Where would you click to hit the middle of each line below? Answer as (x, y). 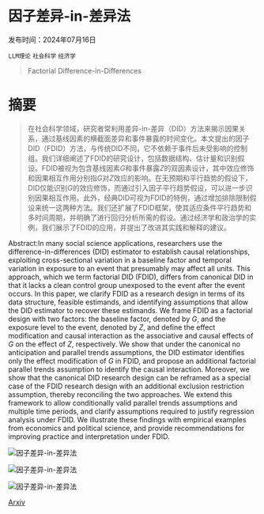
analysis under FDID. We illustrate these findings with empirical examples (127, 419)
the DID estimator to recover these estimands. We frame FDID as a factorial (130, 310)
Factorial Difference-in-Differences (85, 70)
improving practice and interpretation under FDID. (89, 437)
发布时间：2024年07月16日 (52, 40)
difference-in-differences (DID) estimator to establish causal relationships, (129, 251)
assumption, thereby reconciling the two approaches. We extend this (121, 394)
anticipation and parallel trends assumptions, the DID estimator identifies (126, 352)
